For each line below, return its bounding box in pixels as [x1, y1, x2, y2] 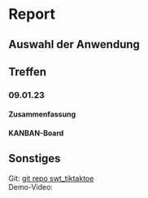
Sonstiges [8, 152, 61, 165]
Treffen [8, 64, 47, 78]
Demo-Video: [8, 182, 53, 191]
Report [8, 5, 55, 24]
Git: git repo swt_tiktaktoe [8, 173, 94, 183]
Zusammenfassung [8, 109, 76, 119]
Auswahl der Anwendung [8, 37, 141, 51]
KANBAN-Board [8, 128, 64, 139]
